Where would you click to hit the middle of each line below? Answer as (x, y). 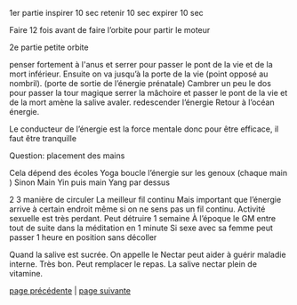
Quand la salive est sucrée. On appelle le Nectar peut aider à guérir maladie (148, 254)
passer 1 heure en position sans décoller (83, 237)
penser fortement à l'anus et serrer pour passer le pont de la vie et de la (141, 64)
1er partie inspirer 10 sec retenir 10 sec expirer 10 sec (107, 13)
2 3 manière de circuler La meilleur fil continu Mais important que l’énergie (145, 200)
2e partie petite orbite (49, 47)
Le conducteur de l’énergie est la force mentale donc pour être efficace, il (144, 129)
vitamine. (26, 273)
